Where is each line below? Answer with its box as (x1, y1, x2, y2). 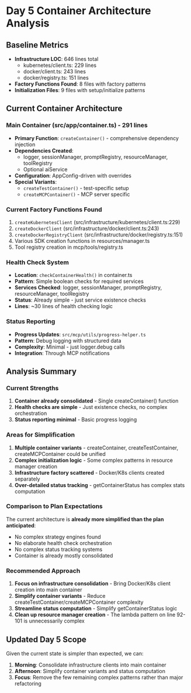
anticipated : (6, 522, 36, 529)
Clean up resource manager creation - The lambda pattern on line (14, 611, 176, 618)
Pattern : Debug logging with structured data (14, 337, 121, 344)
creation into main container (14, 586, 82, 593)
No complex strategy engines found (14, 533, 101, 540)
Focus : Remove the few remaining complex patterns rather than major (14, 674, 183, 681)
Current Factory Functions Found (6, 205, 102, 214)
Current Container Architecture (6, 104, 123, 114)
